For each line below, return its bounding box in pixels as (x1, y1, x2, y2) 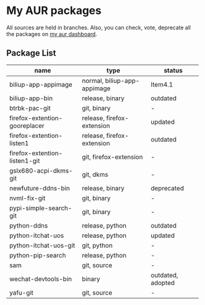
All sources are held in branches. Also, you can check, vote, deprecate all (6, 24, 191, 31)
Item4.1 (150, 80, 173, 88)
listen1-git (9, 156, 40, 165)
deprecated (150, 184, 184, 192)
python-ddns (9, 221, 48, 229)
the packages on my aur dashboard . (6, 30, 98, 37)
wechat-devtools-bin (9, 274, 72, 283)
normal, (82, 76, 104, 85)
